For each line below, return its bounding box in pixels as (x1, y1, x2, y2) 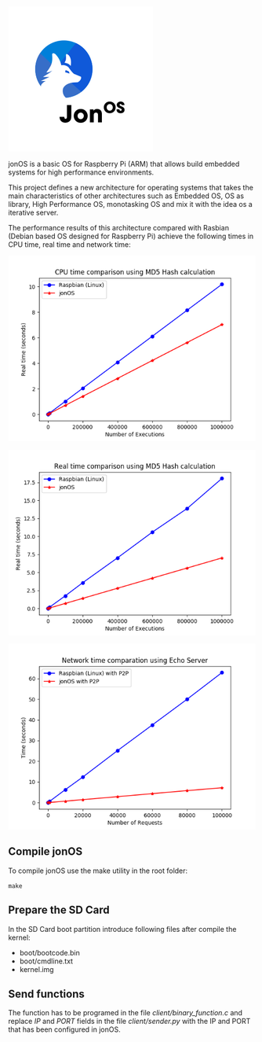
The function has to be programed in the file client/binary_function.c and (8, 1008, 243, 1018)
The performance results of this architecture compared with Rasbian (8, 223, 230, 232)
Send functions (8, 988, 85, 1001)
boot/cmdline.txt (19, 956, 73, 966)
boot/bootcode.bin (19, 948, 80, 957)
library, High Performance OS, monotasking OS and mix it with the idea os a (8, 200, 253, 208)
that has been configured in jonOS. (8, 1025, 121, 1034)
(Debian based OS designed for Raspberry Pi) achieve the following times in (8, 231, 253, 241)
